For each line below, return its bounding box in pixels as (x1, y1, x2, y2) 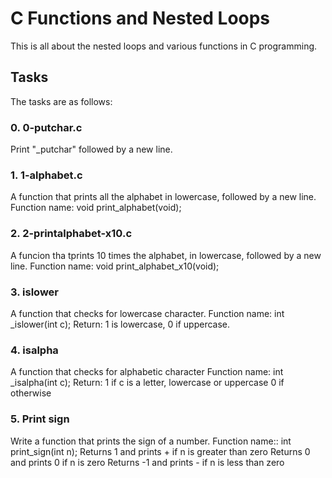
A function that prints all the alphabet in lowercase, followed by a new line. (10, 191, 317, 203)
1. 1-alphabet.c (10, 168, 83, 182)
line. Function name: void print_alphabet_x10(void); (10, 260, 220, 272)
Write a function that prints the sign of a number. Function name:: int (10, 435, 292, 447)
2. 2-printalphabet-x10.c (10, 227, 133, 241)
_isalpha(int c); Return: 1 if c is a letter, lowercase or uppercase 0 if (10, 377, 285, 389)
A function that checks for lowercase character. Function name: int (10, 307, 285, 319)
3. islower (10, 285, 59, 299)
